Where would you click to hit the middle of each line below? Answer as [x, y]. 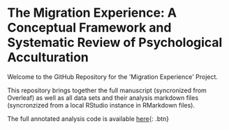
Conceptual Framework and [89, 28]
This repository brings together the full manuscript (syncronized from [107, 90]
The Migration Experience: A [92, 13]
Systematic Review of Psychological [115, 43]
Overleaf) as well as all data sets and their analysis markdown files [103, 97]
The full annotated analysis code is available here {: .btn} [88, 118]
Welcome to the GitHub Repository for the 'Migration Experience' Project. [113, 77]
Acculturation [48, 58]
